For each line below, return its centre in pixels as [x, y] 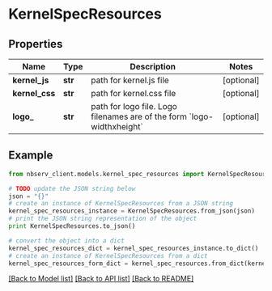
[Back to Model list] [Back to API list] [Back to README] [101, 279]
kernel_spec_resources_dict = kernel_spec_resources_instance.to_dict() [134, 248]
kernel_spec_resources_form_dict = [68, 264]
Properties [36, 44]
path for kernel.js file [130, 80]
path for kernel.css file [134, 93]
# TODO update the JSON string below [72, 188]
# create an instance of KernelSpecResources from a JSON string [121, 204]
